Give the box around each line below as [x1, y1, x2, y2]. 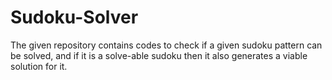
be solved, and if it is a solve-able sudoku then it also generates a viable [10, 49, 308, 61]
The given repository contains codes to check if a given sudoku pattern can [10, 39, 323, 51]
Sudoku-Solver [10, 6, 139, 29]
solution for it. [10, 60, 68, 72]
